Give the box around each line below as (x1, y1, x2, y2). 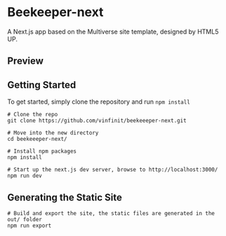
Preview (7, 55, 44, 67)
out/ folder (7, 216, 42, 223)
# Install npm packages (7, 148, 77, 155)
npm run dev (7, 172, 42, 179)
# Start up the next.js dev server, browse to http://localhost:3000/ (7, 166, 218, 174)
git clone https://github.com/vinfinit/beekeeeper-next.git (7, 117, 187, 125)
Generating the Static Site (7, 191, 123, 203)
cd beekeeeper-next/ (7, 136, 68, 143)
